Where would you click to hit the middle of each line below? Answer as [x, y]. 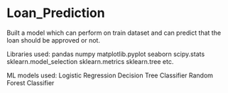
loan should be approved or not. [54, 40]
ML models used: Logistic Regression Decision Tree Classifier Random [110, 75]
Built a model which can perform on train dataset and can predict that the [114, 33]
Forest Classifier [31, 82]
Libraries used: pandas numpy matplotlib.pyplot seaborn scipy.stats [106, 54]
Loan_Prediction [56, 13]
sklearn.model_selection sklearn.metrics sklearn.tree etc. [90, 61]
